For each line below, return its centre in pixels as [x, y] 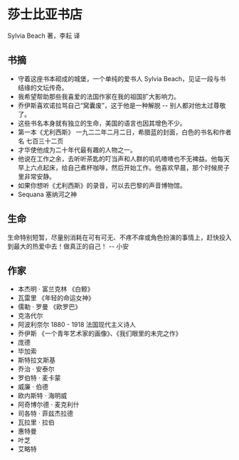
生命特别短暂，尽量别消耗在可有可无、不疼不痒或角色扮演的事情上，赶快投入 [119, 237]
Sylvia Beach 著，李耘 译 [44, 36]
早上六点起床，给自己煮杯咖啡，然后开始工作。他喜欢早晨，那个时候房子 [123, 167]
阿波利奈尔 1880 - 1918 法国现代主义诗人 [77, 325]
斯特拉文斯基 [36, 360]
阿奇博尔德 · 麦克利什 [48, 405]
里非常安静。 [36, 176]
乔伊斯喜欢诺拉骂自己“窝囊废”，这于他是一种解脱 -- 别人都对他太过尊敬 [122, 105]
